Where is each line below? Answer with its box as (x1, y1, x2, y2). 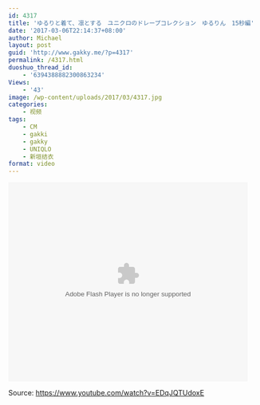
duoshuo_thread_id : (8, 64, 73, 72)
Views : (8, 78, 30, 86)
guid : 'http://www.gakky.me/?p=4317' (8, 49, 134, 57)
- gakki (22, 130, 48, 138)
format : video (8, 160, 56, 168)
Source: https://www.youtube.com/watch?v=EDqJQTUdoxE (8, 388, 205, 398)
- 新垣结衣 (22, 152, 54, 160)
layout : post (8, 41, 52, 49)
